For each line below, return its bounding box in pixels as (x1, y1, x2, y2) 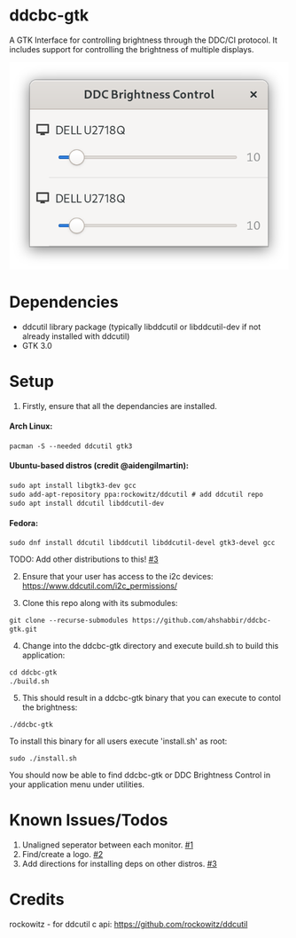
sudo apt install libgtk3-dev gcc (9, 481, 137, 490)
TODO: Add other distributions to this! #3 (9, 554, 159, 564)
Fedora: (9, 517, 38, 528)
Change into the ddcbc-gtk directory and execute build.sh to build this (21, 641, 279, 651)
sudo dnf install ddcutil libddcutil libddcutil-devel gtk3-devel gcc (9, 539, 276, 548)
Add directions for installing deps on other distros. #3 (21, 858, 217, 870)
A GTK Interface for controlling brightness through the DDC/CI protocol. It (9, 35, 277, 45)
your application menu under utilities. (9, 779, 144, 790)
